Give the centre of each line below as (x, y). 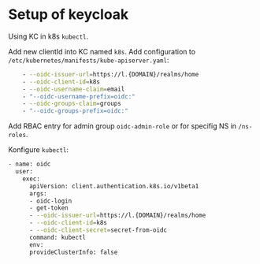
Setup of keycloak (69, 15)
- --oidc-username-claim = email (74, 89)
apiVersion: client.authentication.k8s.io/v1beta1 (114, 186)
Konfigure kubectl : (39, 150)
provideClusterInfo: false (73, 252)
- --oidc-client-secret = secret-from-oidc (98, 230)
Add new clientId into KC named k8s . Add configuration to (102, 51)
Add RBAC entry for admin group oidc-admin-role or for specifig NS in (123, 126)
